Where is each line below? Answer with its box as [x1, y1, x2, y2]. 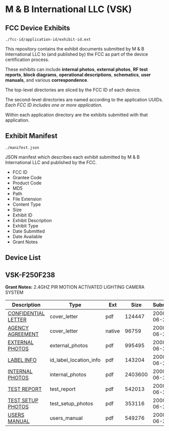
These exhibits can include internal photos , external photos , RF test [5, 67, 148, 72]
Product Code [12, 180, 42, 186]
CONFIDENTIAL [8, 310, 45, 317]
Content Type [12, 201, 41, 207]
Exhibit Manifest [5, 132, 58, 140]
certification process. [5, 57, 49, 63]
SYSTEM [5, 289, 24, 296]
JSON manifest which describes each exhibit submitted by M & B [5, 154, 140, 160]
